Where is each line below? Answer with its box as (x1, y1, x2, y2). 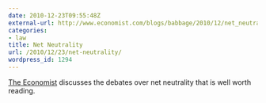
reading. (8, 86, 36, 95)
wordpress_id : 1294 (8, 56, 73, 64)
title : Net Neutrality (8, 41, 83, 49)
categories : (8, 26, 47, 34)
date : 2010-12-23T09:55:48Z (8, 11, 101, 20)
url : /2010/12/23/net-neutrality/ (8, 48, 123, 56)
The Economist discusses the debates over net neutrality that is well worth (8, 77, 252, 87)
